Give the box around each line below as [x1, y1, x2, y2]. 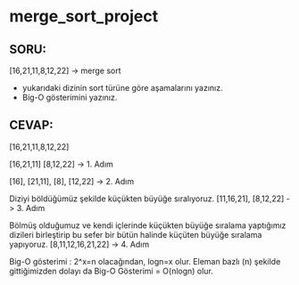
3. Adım [16, 202, 46, 213]
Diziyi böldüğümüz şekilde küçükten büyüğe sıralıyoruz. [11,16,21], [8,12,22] [9, 193, 285, 204]
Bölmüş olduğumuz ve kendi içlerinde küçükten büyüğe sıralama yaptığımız [9, 220, 287, 231]
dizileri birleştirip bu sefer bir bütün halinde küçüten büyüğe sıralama [9, 229, 262, 240]
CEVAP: [9, 118, 54, 133]
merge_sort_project [9, 6, 159, 27]
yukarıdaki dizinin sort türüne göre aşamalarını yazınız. [21, 83, 223, 93]
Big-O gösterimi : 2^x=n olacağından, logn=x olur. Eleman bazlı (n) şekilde [9, 256, 281, 266]
